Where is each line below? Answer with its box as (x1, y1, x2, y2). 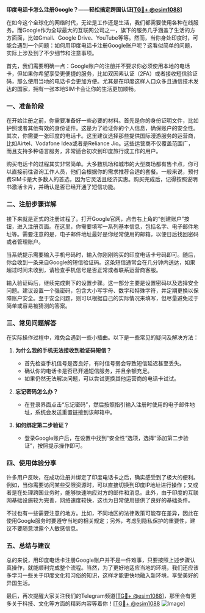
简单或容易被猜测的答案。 (6, 302, 71, 309)
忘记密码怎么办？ (15, 387, 59, 395)
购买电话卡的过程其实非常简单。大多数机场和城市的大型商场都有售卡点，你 (6, 160, 193, 168)
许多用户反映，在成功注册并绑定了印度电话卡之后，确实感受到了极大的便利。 (6, 474, 199, 481)
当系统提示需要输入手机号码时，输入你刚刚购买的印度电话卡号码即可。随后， (6, 251, 199, 258)
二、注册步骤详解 (6, 200, 57, 209)
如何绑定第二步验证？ (15, 421, 69, 429)
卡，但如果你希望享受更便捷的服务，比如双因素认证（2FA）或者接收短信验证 (6, 70, 198, 77)
